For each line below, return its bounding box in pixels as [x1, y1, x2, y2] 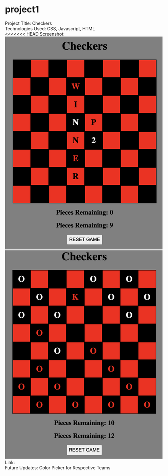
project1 [5, 4, 39, 15]
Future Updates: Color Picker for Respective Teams [5, 464, 111, 471]
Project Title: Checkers [5, 20, 52, 26]
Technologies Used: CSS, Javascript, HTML [5, 25, 95, 31]
